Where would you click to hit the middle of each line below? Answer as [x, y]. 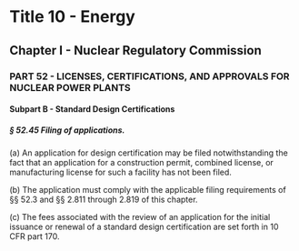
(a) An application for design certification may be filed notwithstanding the [149, 153]
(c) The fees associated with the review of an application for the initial [140, 217]
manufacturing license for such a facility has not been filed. [120, 172]
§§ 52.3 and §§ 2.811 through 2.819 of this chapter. [104, 200]
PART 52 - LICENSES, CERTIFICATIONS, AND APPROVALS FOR [149, 76]
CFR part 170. [35, 236]
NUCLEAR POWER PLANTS [70, 87]
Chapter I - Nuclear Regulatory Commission [135, 50]
